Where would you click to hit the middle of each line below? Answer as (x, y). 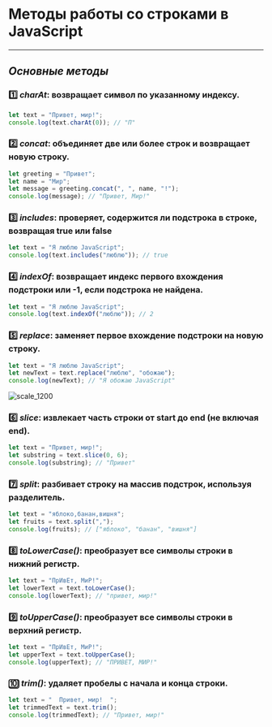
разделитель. (37, 498)
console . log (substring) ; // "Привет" (72, 463)
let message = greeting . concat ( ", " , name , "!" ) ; (94, 189)
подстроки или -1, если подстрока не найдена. (106, 290)
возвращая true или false (60, 231)
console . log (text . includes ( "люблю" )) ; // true (88, 255)
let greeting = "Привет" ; (52, 174)
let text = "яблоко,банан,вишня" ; (67, 514)
